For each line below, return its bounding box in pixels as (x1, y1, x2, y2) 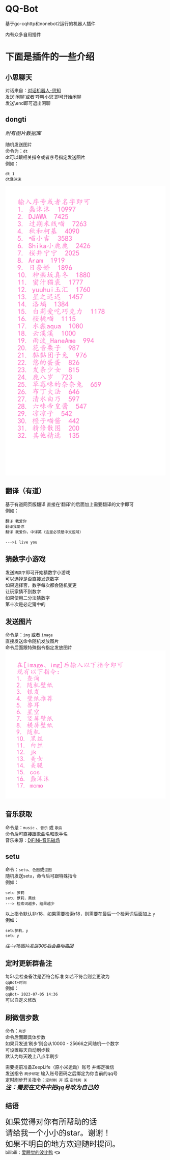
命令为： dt (5, 148, 28, 154)
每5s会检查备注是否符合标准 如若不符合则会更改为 (5, 973, 110, 980)
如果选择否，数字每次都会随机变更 (5, 582, 77, 588)
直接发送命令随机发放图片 (5, 638, 59, 644)
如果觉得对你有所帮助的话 (5, 1117, 97, 1126)
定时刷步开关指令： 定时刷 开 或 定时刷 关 (5, 1077, 88, 1083)
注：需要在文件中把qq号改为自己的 (5, 1084, 99, 1091)
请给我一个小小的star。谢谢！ (5, 1128, 111, 1138)
